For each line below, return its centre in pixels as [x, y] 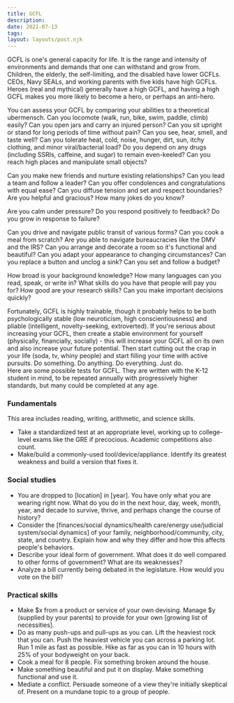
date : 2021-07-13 [32, 27]
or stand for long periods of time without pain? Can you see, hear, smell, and [117, 133]
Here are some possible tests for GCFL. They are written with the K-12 [108, 371]
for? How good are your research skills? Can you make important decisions [115, 290]
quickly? [19, 298]
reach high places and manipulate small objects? [78, 162]
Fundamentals [32, 404]
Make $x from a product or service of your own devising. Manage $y [116, 610]
